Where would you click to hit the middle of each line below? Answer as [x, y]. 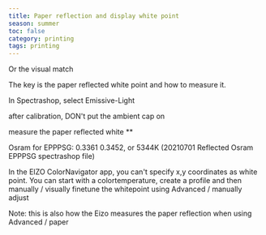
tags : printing [34, 46]
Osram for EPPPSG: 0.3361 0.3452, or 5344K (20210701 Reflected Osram [131, 147]
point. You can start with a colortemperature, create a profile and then [125, 181]
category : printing [41, 38]
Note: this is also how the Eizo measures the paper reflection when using [130, 214]
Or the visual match [41, 69]
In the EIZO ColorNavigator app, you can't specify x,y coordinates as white [133, 172]
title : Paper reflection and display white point [94, 16]
